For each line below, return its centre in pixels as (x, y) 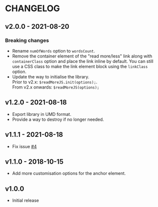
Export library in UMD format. (42, 114)
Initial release (25, 201)
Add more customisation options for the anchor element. (69, 173)
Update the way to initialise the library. (50, 76)
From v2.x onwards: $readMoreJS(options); (56, 87)
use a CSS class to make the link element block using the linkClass (80, 66)
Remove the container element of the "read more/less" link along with (82, 56)
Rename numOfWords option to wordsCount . (53, 51)
